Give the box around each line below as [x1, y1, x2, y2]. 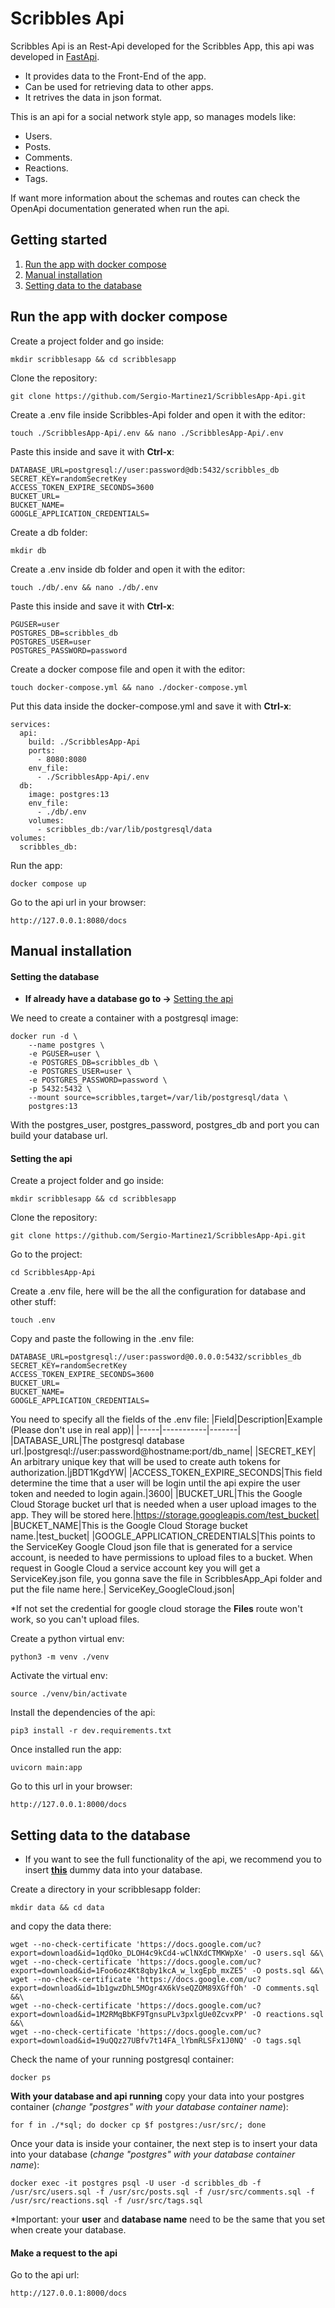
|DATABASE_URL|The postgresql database [10, 1435, 185, 1447]
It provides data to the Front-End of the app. [24, 70, 207, 82]
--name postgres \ [28, 1040, 105, 1051]
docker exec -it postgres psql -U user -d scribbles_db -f [10, 2178, 262, 2189]
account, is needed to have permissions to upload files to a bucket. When [10, 1552, 313, 1564]
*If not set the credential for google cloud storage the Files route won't [10, 1603, 303, 1615]
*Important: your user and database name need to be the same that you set [10, 2213, 325, 2226]
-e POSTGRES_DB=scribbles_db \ [28, 1058, 159, 1068]
